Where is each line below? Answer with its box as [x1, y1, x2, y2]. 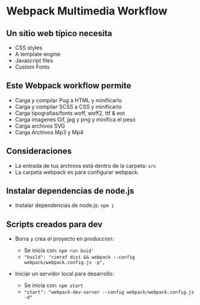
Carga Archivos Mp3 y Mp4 [14, 128, 84, 136]
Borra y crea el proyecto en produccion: [14, 235, 114, 242]
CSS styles [14, 44, 43, 51]
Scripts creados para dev [6, 219, 103, 229]
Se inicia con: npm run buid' [23, 247, 95, 254]
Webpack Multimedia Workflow [6, 4, 167, 18]
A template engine [14, 51, 61, 58]
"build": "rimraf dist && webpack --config [23, 254, 136, 260]
